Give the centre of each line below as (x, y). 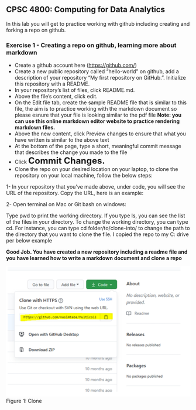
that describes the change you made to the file (71, 152)
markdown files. (35, 128)
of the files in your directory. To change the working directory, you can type (97, 222)
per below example (29, 241)
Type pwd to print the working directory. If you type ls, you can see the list (96, 216)
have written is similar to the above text (62, 140)
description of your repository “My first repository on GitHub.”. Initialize (100, 78)
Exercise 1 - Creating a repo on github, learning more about (91, 45)
